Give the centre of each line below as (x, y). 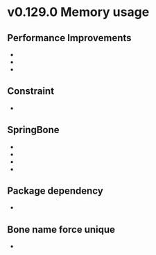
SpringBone (34, 130)
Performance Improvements (69, 38)
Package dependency (55, 191)
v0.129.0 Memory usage (78, 12)
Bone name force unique (61, 230)
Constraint (31, 91)
